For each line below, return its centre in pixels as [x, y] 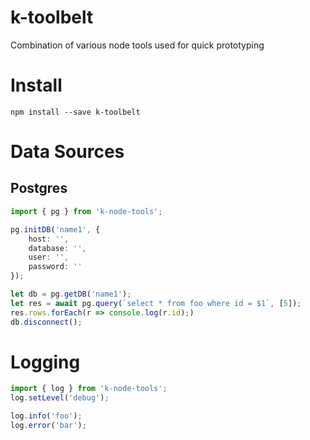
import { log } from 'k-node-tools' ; [89, 389]
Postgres [39, 188]
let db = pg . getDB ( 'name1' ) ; [71, 294]
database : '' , [57, 248]
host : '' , [49, 239]
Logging [45, 362]
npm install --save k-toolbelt [75, 112]
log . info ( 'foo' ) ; [46, 416]
